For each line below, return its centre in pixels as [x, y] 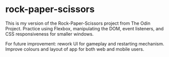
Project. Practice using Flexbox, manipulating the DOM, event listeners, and [84, 28]
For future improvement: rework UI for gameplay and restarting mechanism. [85, 43]
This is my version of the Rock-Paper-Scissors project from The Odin [78, 23]
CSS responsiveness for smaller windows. [50, 34]
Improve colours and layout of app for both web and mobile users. [75, 49]
